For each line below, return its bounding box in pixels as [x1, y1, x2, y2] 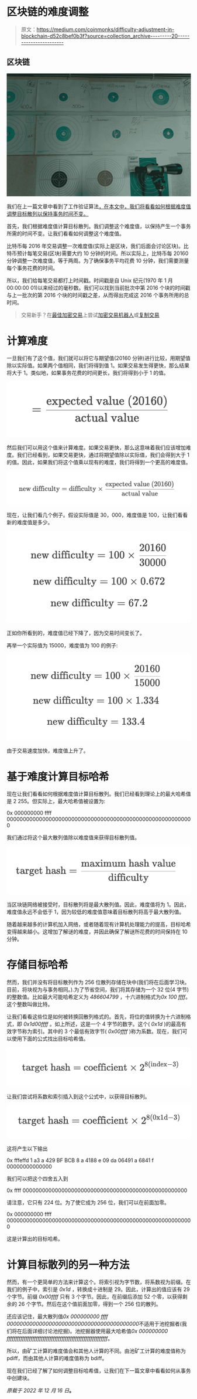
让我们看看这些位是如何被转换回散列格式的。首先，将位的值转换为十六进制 [6, 1013, 186, 1020]
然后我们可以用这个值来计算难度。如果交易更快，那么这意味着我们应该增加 [6, 444, 186, 451]
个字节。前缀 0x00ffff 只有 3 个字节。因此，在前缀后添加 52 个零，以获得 [6, 1293, 183, 1300]
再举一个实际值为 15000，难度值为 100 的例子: [6, 642, 118, 649]
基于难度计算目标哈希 [6, 770, 110, 783]
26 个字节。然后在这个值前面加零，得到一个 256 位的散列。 [18, 1300, 161, 1308]
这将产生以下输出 [6, 1145, 48, 1152]
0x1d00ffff [23, 1021, 49, 1028]
